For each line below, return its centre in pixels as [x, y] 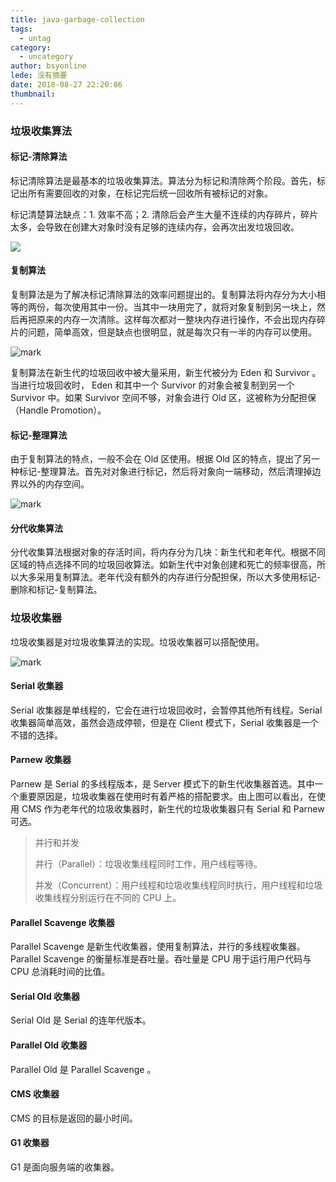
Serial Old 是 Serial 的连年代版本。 [81, 1020]
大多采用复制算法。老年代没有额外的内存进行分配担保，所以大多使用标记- [170, 577]
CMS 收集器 [35, 1094]
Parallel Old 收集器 [49, 1045]
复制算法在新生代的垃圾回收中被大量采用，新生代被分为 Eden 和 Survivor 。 [166, 372]
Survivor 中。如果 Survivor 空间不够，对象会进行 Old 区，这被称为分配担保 [163, 397]
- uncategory [46, 57]
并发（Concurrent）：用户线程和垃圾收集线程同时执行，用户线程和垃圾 [178, 885]
